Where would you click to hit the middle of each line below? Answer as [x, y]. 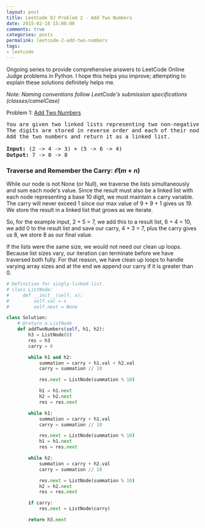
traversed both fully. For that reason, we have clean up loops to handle [95, 260]
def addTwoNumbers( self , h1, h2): [61, 329]
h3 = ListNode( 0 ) [50, 335]
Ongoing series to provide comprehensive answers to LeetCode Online [95, 69]
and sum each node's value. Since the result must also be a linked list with [100, 190]
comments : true [26, 29]
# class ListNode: [30, 289]
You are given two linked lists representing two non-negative [103, 124]
